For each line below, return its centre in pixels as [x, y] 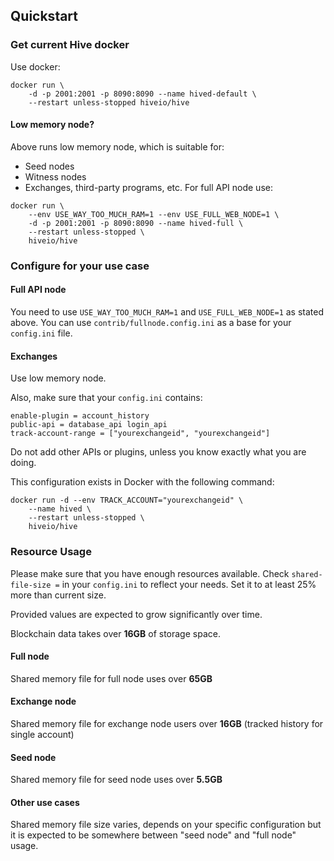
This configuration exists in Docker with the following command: [142, 482]
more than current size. [58, 595]
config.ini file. [41, 333]
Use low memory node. [58, 378]
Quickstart [44, 16]
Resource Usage [51, 552]
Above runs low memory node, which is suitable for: [117, 146]
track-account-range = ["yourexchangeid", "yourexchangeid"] [140, 434]
